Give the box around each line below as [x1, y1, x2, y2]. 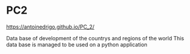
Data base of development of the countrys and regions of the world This [6, 34, 184, 42]
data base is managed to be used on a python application [6, 41, 148, 48]
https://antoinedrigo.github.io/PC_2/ [6, 23, 94, 30]
